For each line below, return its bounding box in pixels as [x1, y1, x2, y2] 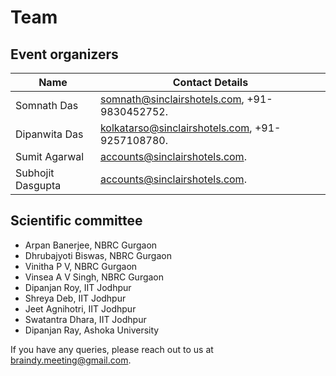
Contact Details [172, 76, 249, 89]
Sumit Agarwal [15, 150, 85, 163]
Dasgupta [15, 179, 62, 192]
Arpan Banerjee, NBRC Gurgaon [24, 239, 158, 251]
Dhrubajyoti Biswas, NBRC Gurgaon [24, 249, 172, 261]
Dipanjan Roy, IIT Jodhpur [24, 281, 132, 293]
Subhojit [15, 166, 55, 180]
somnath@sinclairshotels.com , [99, 92, 245, 106]
